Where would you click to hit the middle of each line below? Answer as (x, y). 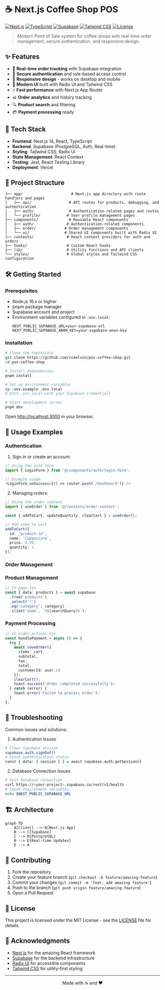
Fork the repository (32, 872)
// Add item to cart (26, 525)
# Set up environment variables (38, 384)
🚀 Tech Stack (26, 129)
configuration (20, 259)
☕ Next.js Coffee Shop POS (62, 10)
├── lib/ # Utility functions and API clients (74, 250)
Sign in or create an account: (41, 457)
